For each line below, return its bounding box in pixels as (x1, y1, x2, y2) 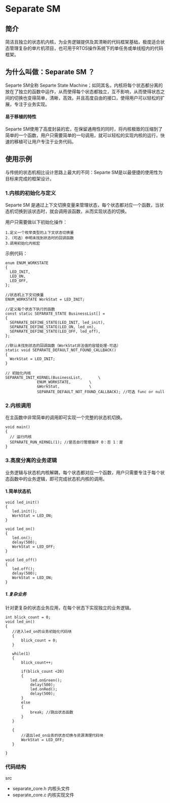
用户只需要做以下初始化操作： (5, 219, 67, 225)
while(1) (12, 651, 30, 656)
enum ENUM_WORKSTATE (5, 260, 49, 266)
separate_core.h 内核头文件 (12, 786, 70, 792)
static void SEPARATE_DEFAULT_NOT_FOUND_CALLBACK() (5, 348, 116, 353)
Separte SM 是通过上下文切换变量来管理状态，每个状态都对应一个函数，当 (5, 202, 160, 208)
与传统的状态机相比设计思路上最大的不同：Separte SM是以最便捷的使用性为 (5, 169, 163, 175)
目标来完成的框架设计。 (5, 175, 54, 181)
